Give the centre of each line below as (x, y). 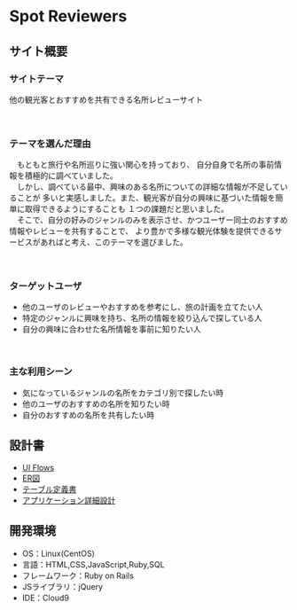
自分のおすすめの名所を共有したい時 (88, 415)
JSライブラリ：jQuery (63, 587)
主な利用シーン (41, 371)
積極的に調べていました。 (71, 176)
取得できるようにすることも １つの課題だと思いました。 (126, 209)
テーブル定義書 (49, 489)
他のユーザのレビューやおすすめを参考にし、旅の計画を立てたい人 (142, 307)
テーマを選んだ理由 (50, 144)
